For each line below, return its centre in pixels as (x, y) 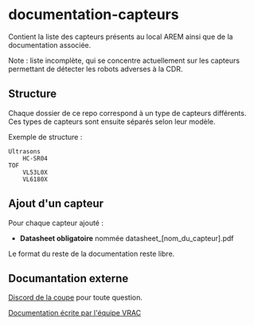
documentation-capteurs (94, 15)
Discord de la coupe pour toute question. (76, 298)
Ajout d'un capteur (56, 204)
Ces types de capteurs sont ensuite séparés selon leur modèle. (112, 122)
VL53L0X (35, 172)
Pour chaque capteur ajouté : (56, 222)
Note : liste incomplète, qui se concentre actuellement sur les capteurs (124, 60)
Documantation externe (68, 279)
